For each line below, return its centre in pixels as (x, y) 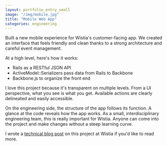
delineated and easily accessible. (39, 99)
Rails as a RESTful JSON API (42, 68)
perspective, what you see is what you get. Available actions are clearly (79, 93)
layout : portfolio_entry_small (38, 10)
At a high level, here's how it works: (42, 58)
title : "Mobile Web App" (31, 19)
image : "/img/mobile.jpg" (32, 14)
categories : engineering (31, 24)
